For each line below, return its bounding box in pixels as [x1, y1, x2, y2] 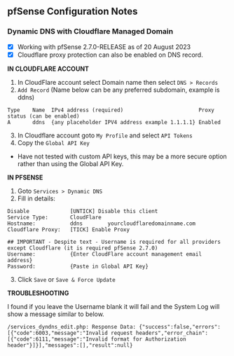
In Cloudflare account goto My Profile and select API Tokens [17, 131, 193, 139]
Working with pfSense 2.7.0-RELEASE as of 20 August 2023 [17, 42, 191, 51]
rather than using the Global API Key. [17, 159, 124, 167]
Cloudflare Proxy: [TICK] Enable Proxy [7, 226, 130, 233]
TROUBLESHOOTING [7, 289, 69, 297]
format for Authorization [111, 336, 187, 343]
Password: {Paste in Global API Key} [7, 263, 149, 270]
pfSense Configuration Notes [7, 6, 138, 18]
